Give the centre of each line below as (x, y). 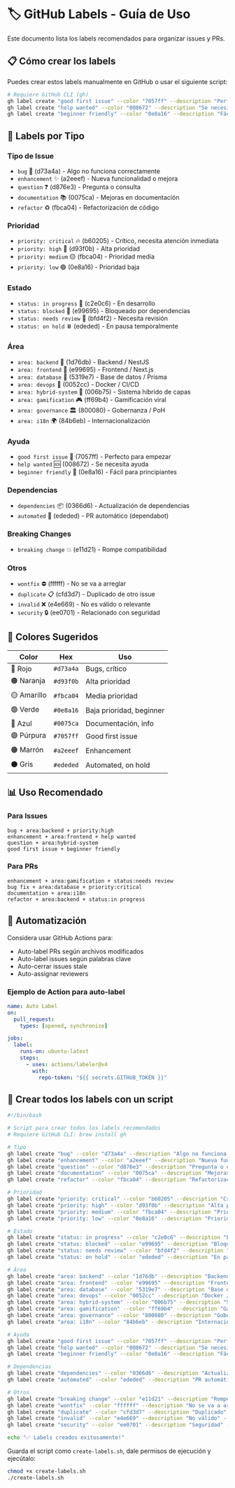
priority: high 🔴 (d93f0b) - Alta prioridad (79, 249)
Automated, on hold (118, 765)
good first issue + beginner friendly (64, 849)
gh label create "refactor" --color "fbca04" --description (97, 1180)
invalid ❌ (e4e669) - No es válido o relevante (84, 605)
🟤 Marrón (27, 750)
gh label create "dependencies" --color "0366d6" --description (103, 1373)
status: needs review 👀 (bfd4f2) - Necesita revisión (92, 318)
